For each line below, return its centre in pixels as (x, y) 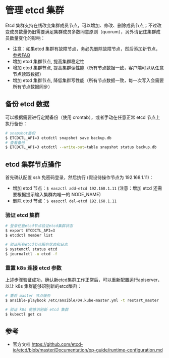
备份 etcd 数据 (27, 104)
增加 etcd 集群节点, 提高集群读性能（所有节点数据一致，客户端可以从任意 (88, 68)
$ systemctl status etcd (31, 249)
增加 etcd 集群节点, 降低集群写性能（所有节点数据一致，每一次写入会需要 (88, 80)
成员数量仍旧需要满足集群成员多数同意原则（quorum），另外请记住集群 (83, 31)
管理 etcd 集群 (35, 10)
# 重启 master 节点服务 (28, 296)
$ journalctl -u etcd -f (31, 254)
